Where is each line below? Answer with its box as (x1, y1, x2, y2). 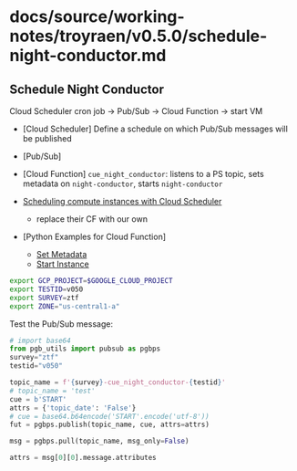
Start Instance (36, 258, 89, 269)
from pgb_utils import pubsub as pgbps (9, 344, 161, 353)
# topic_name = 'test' (9, 386, 96, 395)
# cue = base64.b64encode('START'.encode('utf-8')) (9, 412, 210, 421)
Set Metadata (36, 249, 87, 259)
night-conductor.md (9, 46, 167, 66)
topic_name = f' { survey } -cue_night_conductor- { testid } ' (9, 378, 226, 387)
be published (22, 133, 73, 143)
